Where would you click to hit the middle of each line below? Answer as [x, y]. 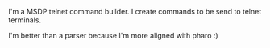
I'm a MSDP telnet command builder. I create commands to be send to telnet [135, 12]
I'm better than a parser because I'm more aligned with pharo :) [114, 36]
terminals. [25, 20]
